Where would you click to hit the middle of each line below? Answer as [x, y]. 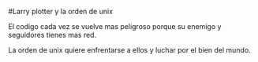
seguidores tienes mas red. [52, 35]
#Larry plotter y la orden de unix [60, 11]
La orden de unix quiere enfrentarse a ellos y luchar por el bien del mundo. [129, 50]
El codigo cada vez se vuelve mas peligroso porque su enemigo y [115, 26]
